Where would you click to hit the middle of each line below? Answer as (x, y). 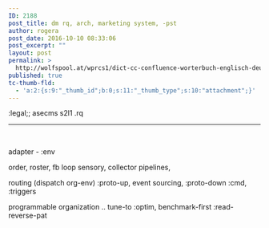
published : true (35, 75)
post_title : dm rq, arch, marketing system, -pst (93, 23)
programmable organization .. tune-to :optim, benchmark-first (110, 207)
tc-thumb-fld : (32, 83)
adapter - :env (32, 152)
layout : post (30, 53)
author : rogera (34, 31)
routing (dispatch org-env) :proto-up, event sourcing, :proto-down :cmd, (128, 183)
